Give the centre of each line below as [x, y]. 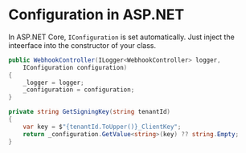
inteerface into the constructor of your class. [82, 45]
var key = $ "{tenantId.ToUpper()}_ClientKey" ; [102, 127]
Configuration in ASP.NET [96, 15]
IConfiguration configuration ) [75, 67]
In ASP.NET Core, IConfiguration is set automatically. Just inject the [121, 37]
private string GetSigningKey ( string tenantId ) [90, 112]
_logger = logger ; [53, 83]
